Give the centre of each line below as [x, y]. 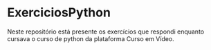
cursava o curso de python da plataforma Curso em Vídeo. [91, 38]
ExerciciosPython [59, 13]
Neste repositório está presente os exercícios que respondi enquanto [106, 32]
